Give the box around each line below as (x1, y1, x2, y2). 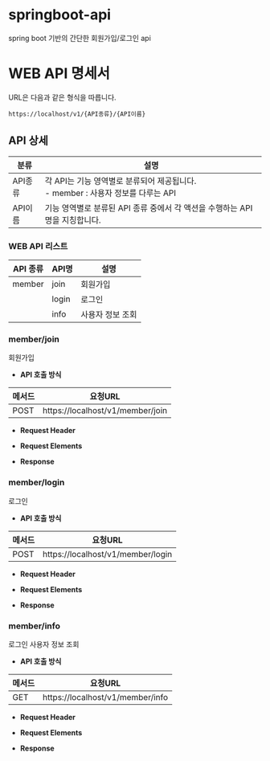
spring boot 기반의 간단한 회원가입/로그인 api (8, 33, 151, 43)
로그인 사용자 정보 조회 (8, 639, 80, 648)
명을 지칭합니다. (44, 215, 102, 226)
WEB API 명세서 (8, 64, 111, 83)
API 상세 (8, 134, 48, 148)
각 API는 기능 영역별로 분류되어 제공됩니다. (44, 175, 197, 186)
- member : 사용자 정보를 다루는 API (44, 187, 177, 198)
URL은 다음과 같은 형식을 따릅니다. (8, 92, 117, 102)
